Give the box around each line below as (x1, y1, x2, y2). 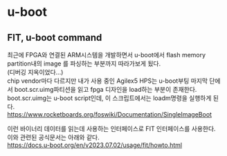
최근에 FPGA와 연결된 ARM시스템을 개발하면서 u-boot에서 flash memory (7, 51, 206, 59)
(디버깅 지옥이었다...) (7, 68, 64, 76)
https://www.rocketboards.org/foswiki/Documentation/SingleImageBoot (7, 110, 212, 118)
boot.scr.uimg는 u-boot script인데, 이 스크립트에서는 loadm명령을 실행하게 (7, 94, 212, 102)
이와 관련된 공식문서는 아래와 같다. (7, 133, 100, 142)
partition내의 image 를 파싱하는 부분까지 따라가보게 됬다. (7, 59, 161, 68)
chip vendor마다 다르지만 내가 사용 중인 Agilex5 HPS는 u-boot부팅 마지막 (7, 77, 208, 85)
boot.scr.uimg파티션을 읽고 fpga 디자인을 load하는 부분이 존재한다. (14, 86, 197, 93)
